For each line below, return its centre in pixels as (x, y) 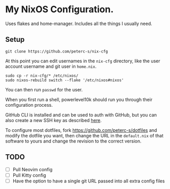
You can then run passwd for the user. (44, 89)
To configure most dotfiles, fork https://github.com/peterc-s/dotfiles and (81, 130)
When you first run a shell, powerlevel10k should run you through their (79, 99)
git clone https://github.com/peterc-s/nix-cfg (57, 51)
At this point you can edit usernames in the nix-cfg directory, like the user (83, 61)
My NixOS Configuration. (60, 9)
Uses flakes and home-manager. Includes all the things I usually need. (79, 23)
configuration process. (29, 105)
